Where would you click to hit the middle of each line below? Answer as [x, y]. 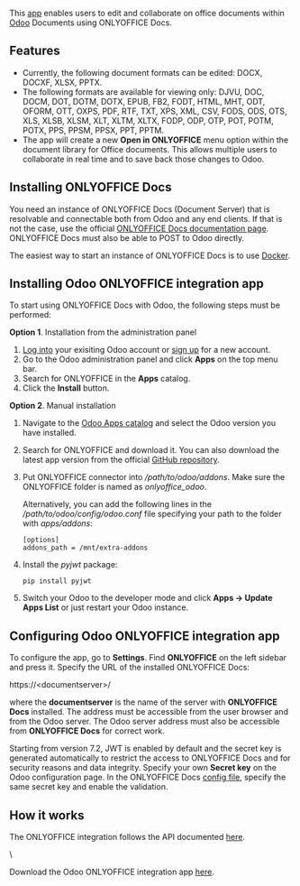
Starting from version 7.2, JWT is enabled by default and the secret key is [145, 749]
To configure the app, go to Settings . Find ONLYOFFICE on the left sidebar [148, 658]
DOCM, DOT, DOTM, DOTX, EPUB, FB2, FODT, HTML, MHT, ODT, [144, 101]
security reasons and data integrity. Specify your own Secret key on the [143, 768]
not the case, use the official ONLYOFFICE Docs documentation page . [139, 228]
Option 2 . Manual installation [63, 406]
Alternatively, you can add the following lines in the [117, 504]
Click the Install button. [66, 388]
